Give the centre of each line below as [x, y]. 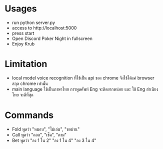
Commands [29, 115]
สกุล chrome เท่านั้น [30, 83]
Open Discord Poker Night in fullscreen [52, 38]
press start [23, 33]
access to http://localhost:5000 [44, 27]
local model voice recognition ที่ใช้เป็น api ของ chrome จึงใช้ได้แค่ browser [83, 77]
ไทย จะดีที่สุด [22, 94]
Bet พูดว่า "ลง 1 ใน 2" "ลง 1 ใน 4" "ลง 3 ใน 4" [54, 140]
